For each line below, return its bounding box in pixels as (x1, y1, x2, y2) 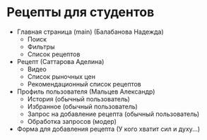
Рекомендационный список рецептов (27, 79, 142, 88)
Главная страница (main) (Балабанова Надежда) (16, 27, 164, 36)
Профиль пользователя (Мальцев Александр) (16, 87, 155, 96)
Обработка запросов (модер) (27, 117, 117, 125)
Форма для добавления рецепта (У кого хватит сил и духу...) (16, 125, 201, 133)
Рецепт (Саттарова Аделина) (16, 57, 105, 65)
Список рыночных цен (27, 72, 96, 81)
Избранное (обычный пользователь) (27, 102, 138, 110)
